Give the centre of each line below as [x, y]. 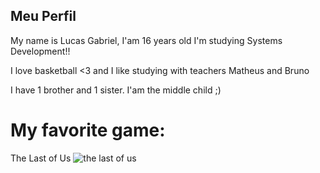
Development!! [40, 51]
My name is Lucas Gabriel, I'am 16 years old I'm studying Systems [146, 40]
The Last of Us [41, 158]
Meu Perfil [43, 16]
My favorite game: [88, 130]
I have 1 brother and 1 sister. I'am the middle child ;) [116, 90]
